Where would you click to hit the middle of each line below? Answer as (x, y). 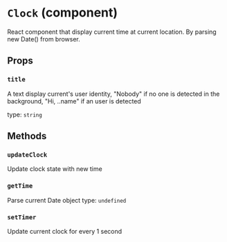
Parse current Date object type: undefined (67, 200)
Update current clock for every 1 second (65, 231)
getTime (20, 186)
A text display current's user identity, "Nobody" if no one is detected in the (113, 94)
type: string (25, 114)
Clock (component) (63, 13)
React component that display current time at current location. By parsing (112, 32)
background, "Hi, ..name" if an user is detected (74, 101)
